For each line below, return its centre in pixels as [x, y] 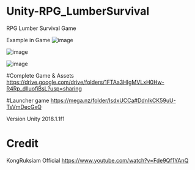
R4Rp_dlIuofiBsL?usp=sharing [44, 88]
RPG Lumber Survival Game [41, 28]
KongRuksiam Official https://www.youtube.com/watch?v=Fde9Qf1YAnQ [97, 160]
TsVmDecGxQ [24, 107]
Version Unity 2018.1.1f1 [35, 119]
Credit [22, 143]
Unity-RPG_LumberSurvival [78, 11]
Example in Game [28, 40]
